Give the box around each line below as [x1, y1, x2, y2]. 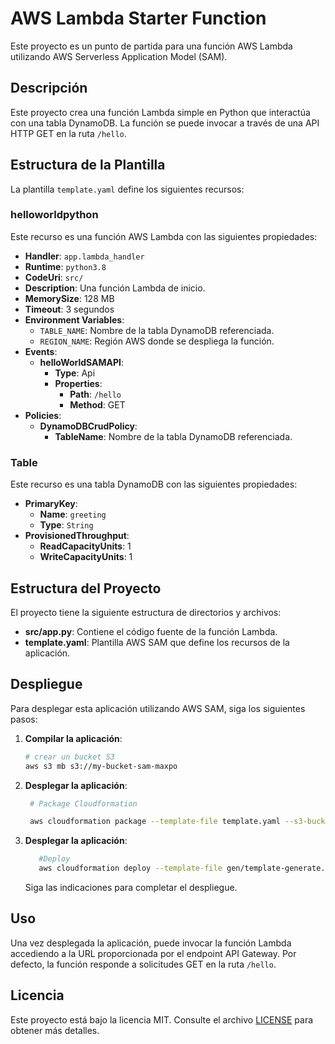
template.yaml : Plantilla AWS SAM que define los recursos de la [24, 636, 290, 648]
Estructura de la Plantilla [10, 157, 166, 174]
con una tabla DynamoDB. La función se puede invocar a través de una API [10, 117, 320, 129]
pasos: [10, 713, 38, 725]
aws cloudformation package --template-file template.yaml [29, 817, 281, 827]
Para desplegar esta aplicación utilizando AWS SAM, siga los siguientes [10, 702, 306, 714]
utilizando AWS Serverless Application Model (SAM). [10, 50, 228, 62]
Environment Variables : [24, 313, 125, 326]
